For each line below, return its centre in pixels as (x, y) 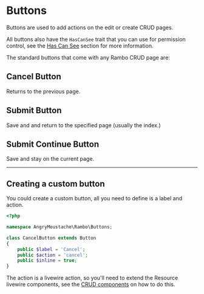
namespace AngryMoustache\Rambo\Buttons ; (59, 227)
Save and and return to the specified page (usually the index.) (83, 125)
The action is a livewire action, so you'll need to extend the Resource (92, 278)
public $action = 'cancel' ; (53, 255)
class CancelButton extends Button (51, 238)
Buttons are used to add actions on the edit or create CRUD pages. (90, 27)
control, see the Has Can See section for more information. (80, 46)
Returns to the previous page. (43, 91)
